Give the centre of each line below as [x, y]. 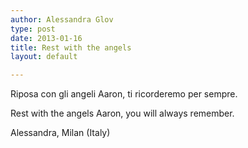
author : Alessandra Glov [62, 19]
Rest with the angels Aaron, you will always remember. [122, 113]
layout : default [44, 57]
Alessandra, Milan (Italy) [60, 133]
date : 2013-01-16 [46, 38]
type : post [33, 29]
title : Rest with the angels [71, 47]
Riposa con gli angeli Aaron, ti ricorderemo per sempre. [124, 94]
